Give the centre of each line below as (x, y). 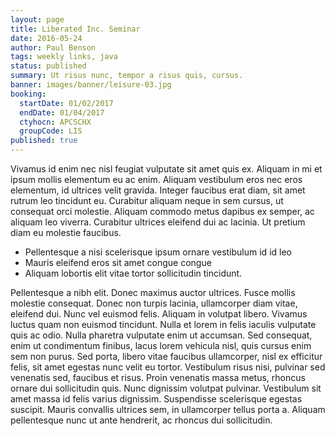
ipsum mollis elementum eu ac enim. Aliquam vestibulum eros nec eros (156, 179)
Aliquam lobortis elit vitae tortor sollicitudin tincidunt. (133, 273)
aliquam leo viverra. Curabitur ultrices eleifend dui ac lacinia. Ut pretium (158, 222)
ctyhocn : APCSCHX (55, 122)
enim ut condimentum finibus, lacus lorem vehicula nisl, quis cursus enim (161, 345)
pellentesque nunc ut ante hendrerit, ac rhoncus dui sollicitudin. (141, 420)
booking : (28, 94)
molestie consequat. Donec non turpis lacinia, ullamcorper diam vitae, (154, 303)
